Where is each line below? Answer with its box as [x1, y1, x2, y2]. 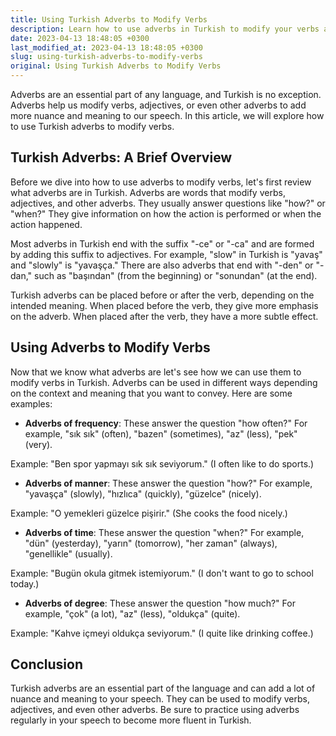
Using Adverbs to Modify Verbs [10, 339, 211, 356]
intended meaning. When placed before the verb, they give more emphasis [10, 299, 319, 311]
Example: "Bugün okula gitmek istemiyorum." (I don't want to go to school [10, 567, 314, 579]
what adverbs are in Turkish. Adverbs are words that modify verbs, [10, 186, 286, 198]
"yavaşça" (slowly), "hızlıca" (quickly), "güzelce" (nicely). [24, 487, 262, 500]
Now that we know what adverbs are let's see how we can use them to [10, 366, 302, 378]
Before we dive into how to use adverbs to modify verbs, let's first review [10, 176, 312, 188]
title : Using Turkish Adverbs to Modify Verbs [10, 14, 208, 25]
